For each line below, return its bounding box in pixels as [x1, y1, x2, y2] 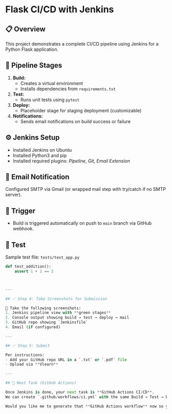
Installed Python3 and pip [12, 152, 67, 159]
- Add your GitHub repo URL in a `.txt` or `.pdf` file [5, 357, 127, 362]
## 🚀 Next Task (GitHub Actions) [5, 381, 77, 386]
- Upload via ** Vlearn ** [5, 362, 58, 367]
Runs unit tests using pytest [20, 96, 80, 103]
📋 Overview [5, 25, 46, 33]
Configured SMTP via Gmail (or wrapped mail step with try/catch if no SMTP [5, 186, 166, 192]
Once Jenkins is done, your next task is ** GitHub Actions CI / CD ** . [5, 390, 155, 395]
